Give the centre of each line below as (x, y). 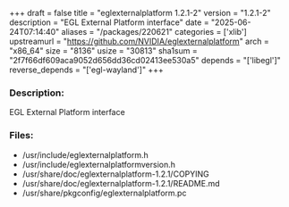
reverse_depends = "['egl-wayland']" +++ (86, 70)
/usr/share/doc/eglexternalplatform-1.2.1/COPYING (116, 174)
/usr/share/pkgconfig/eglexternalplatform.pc (104, 193)
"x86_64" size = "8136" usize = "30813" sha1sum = (104, 51)
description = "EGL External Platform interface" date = (109, 22)
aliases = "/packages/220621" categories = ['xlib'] (154, 32)
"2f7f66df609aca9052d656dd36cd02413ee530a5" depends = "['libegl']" (145, 60)
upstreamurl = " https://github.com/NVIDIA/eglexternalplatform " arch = (140, 41)
